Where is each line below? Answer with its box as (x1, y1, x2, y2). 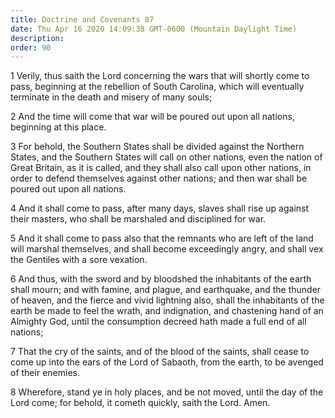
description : (10, 33, 65, 43)
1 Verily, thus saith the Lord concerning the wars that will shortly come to (10, 70, 310, 82)
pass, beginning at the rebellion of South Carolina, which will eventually (10, 81, 305, 93)
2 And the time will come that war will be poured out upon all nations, (10, 111, 295, 123)
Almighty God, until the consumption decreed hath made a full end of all (10, 316, 307, 328)
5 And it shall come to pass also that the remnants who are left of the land (10, 232, 314, 245)
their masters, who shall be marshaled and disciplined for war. (10, 213, 267, 225)
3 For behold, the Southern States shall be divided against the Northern (10, 141, 305, 153)
